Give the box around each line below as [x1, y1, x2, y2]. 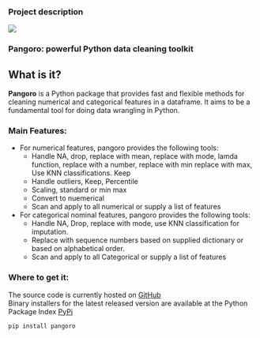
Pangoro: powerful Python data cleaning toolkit [8, 43, 194, 54]
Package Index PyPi [8, 306, 73, 316]
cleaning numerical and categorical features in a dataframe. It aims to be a [8, 97, 251, 107]
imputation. [31, 227, 69, 237]
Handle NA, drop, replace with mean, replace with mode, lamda [31, 152, 239, 161]
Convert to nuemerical [31, 193, 105, 203]
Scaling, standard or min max [31, 185, 127, 195]
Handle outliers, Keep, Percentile [31, 177, 138, 186]
